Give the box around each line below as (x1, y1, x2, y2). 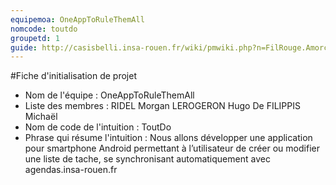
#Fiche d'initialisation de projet (10, 70, 137, 82)
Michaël (24, 111, 58, 123)
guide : (10, 42, 38, 53)
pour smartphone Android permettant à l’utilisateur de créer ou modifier (24, 142, 320, 155)
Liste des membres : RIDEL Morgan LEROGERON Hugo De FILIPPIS (24, 100, 301, 112)
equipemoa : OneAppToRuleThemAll (10, 14, 145, 25)
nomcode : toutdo (10, 24, 78, 34)
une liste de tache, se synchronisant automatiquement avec (24, 153, 271, 165)
